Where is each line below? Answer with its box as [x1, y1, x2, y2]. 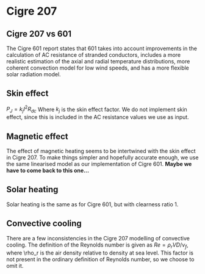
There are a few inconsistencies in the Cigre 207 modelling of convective [6, 234, 190, 242]
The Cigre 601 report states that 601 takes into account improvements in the [6, 45, 197, 52]
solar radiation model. [6, 71, 61, 78]
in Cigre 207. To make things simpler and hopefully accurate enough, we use [6, 154, 199, 161]
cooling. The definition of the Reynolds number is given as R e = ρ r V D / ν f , [6, 241, 189, 250]
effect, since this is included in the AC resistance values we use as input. [6, 114, 189, 121]
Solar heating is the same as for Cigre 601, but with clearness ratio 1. [6, 200, 179, 208]
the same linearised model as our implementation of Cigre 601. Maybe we [6, 160, 192, 168]
